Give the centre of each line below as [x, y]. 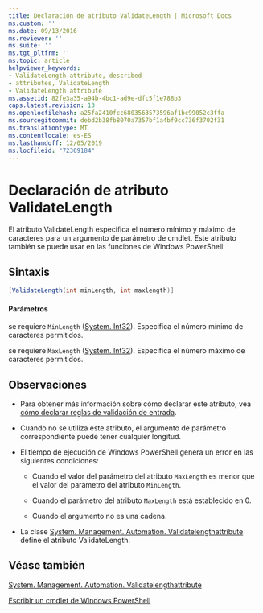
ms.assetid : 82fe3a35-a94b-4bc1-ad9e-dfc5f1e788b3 [95, 98]
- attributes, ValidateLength [59, 83]
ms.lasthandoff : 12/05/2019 [55, 143]
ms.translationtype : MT [48, 128]
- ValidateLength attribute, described [75, 76]
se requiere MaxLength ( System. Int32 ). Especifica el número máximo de [127, 351]
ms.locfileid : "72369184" [51, 150]
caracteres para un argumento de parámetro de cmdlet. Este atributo [123, 238]
